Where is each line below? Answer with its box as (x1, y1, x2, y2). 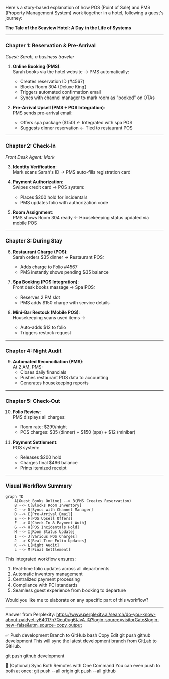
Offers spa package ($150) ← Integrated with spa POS (20, 120, 133, 126)
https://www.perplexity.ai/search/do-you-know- (56, 611, 156, 617)
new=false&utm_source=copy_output (5, 622, 82, 628)
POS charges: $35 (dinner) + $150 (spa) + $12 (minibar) (20, 429, 136, 435)
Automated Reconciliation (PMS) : (12, 359, 84, 365)
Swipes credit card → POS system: (12, 184, 85, 190)
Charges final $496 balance (20, 460, 78, 466)
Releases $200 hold (20, 454, 62, 460)
